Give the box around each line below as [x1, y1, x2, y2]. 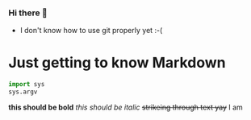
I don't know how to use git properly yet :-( [19, 26, 163, 35]
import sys [8, 81, 45, 89]
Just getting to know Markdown [8, 54, 226, 72]
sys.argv [8, 88, 38, 96]
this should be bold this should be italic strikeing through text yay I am [8, 102, 244, 112]
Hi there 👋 [8, 7, 48, 19]
